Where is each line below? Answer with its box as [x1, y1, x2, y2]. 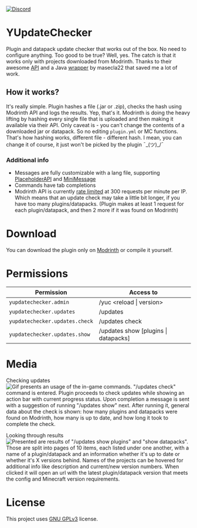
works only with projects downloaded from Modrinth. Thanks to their [6, 57, 172, 64]
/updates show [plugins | [98, 326, 168, 335]
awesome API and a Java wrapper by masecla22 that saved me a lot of [6, 64, 178, 71]
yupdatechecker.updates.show [9, 331, 90, 338]
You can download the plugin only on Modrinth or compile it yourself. [6, 246, 173, 253]
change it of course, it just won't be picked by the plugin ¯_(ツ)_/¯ [6, 141, 164, 148]
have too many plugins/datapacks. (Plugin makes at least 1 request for [14, 200, 184, 207]
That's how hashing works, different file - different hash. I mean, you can [6, 134, 182, 141]
